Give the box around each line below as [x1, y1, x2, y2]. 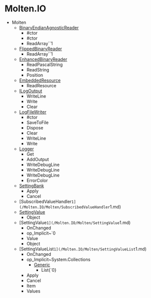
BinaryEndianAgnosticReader [19, 24, 79, 30]
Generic [34, 261, 50, 268]
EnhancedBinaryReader [19, 56, 68, 62]
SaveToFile [26, 119, 49, 125]
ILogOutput [19, 88, 42, 94]
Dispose [26, 124, 43, 130]
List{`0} [41, 267, 57, 273]
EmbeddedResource [19, 77, 61, 83]
